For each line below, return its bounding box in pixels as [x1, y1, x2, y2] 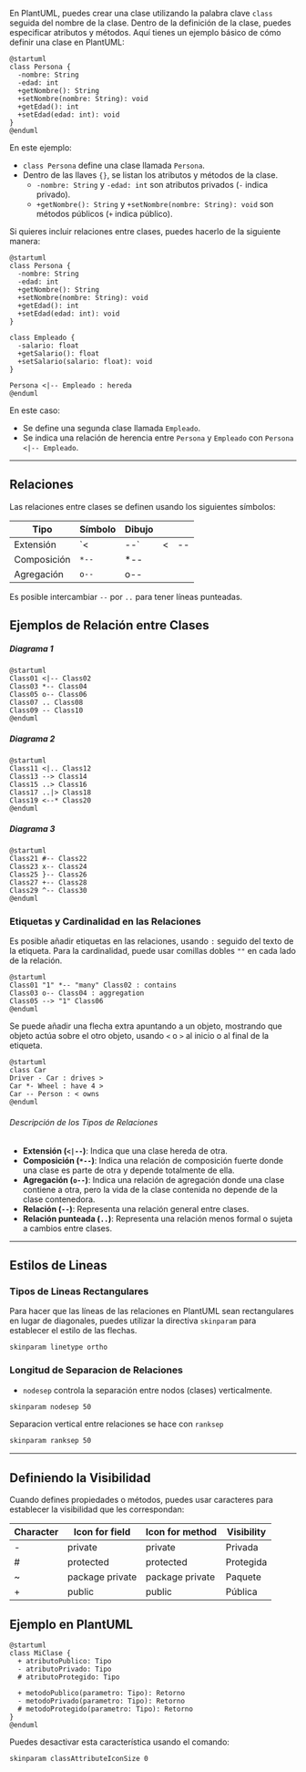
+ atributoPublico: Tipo [17, 1656, 112, 1665]
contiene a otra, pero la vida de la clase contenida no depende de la [22, 1184, 278, 1195]
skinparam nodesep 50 [9, 1402, 92, 1412]
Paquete [225, 1570, 261, 1583]
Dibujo [124, 523, 154, 535]
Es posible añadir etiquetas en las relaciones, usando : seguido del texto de [9, 936, 294, 947]
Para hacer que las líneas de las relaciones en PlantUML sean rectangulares [9, 1306, 294, 1317]
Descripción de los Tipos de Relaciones [9, 1117, 158, 1127]
